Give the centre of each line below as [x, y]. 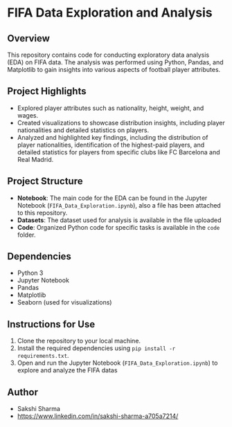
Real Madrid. [35, 159]
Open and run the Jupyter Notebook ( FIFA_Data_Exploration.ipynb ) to [117, 363]
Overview [29, 38]
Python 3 [30, 273]
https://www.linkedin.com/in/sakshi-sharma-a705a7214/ [98, 416]
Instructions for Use [51, 324]
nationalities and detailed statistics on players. [83, 130]
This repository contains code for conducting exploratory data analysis [108, 55]
